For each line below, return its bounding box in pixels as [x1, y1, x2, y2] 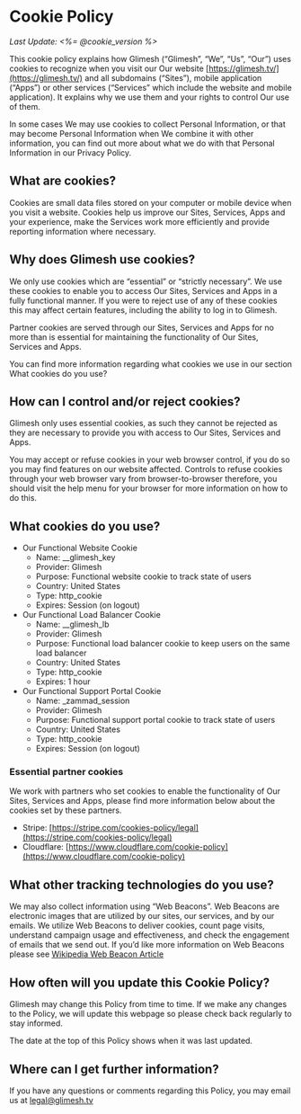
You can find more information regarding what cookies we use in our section [9, 358, 293, 370]
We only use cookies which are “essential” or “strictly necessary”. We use [9, 276, 283, 287]
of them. [9, 101, 40, 111]
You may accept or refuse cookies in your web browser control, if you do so [9, 454, 290, 465]
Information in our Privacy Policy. [9, 147, 132, 158]
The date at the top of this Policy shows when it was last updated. [9, 1036, 253, 1047]
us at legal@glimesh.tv [9, 1094, 94, 1105]
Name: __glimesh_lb [35, 619, 110, 630]
